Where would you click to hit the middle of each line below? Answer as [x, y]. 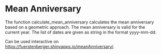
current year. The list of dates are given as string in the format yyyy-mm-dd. [81, 32]
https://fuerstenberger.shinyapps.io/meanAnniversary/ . [60, 46]
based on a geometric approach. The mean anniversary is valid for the [75, 27]
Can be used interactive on [32, 41]
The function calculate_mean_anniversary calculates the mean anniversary [80, 22]
